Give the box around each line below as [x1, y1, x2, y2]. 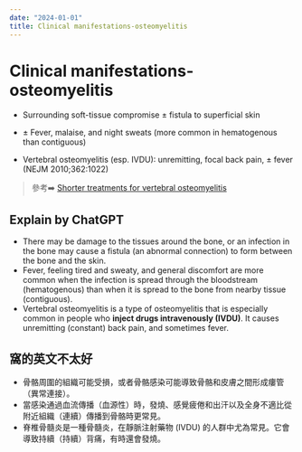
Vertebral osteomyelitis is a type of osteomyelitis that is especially [22, 304, 269, 315]
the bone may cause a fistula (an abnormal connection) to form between [22, 246, 293, 257]
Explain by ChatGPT [9, 212, 125, 227]
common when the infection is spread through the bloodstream [22, 275, 259, 286]
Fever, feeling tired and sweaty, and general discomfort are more [22, 265, 264, 276]
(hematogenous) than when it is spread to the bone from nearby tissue [22, 284, 287, 295]
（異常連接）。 [22, 388, 75, 399]
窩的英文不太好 [9, 351, 93, 366]
